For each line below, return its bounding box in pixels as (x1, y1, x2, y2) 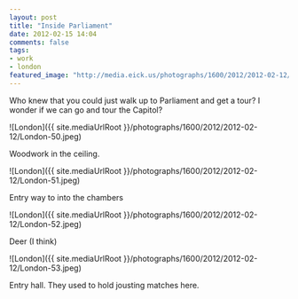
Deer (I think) (9, 236, 58, 247)
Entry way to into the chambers (9, 192, 124, 202)
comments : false (9, 37, 69, 47)
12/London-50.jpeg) (9, 130, 82, 142)
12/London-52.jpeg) (9, 218, 82, 229)
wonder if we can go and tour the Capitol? (9, 104, 163, 115)
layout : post (9, 12, 58, 22)
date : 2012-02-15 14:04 (9, 29, 98, 38)
